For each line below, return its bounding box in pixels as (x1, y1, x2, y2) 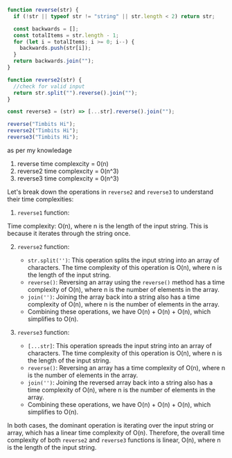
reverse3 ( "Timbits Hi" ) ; (7, 134, 79, 140)
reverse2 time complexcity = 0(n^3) (17, 167, 119, 175)
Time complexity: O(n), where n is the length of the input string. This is (7, 221, 209, 230)
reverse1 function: (17, 208, 70, 217)
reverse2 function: (17, 242, 70, 250)
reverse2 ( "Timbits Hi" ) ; (7, 127, 79, 134)
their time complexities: (7, 194, 74, 203)
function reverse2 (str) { (7, 76, 82, 83)
